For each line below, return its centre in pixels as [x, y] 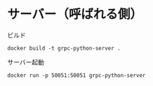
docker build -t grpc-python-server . [64, 48]
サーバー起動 [26, 62]
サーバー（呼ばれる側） [75, 14]
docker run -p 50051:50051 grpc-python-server [76, 75]
